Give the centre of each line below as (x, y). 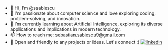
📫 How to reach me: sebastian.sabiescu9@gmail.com (68, 35)
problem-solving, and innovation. (45, 18)
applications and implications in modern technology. (66, 29)
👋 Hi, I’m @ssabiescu (32, 8)
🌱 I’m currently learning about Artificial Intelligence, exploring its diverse (86, 24)
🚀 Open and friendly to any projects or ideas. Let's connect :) (75, 42)
